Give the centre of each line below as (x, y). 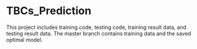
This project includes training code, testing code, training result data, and (96, 27)
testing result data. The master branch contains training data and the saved (99, 33)
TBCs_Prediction (49, 11)
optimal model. (24, 40)
